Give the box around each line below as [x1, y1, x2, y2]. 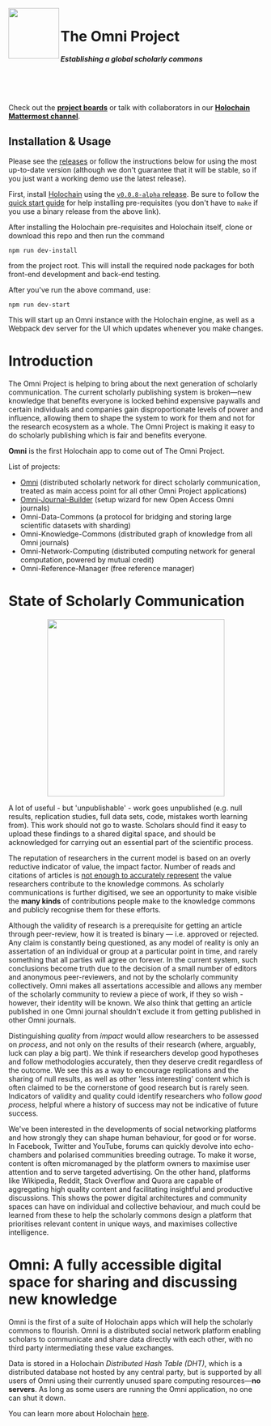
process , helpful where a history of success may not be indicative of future [8, 1099, 259, 1109]
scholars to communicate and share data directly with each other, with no [8, 1334, 253, 1343]
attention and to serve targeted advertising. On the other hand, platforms [8, 1167, 251, 1176]
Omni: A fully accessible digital [8, 1255, 222, 1274]
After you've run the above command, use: [8, 284, 151, 294]
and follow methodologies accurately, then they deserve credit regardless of [8, 1057, 263, 1066]
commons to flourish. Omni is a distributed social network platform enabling [8, 1326, 261, 1335]
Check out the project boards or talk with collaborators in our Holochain [8, 102, 251, 112]
